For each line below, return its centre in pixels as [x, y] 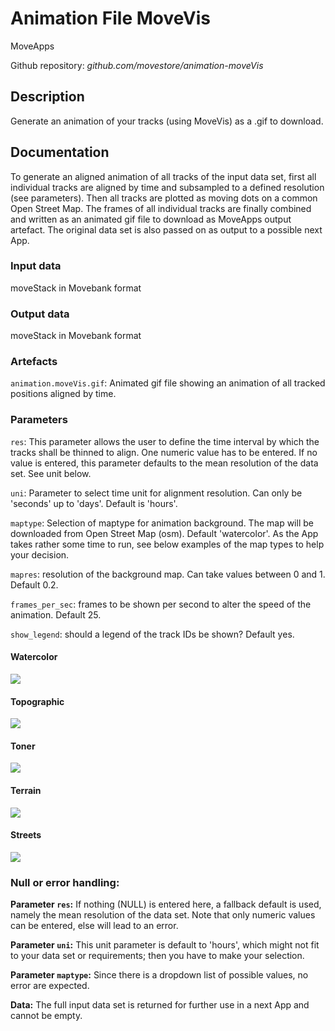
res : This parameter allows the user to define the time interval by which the [165, 441]
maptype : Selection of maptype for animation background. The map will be [162, 523]
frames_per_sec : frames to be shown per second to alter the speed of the [161, 604]
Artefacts [34, 362]
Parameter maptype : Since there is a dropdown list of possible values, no [159, 975]
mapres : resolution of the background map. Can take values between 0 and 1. [168, 574]
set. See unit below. [51, 473]
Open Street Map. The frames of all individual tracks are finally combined [161, 208]
